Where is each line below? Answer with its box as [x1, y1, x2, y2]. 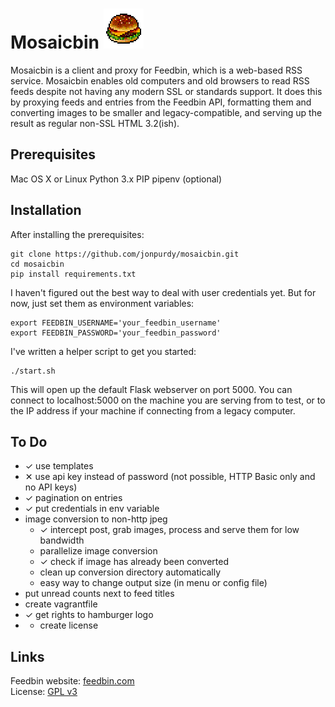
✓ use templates [24, 460, 94, 472]
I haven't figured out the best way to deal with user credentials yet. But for [10, 286, 317, 298]
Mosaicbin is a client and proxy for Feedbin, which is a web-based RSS [10, 64, 303, 76]
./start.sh [10, 366, 56, 376]
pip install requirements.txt [10, 269, 137, 279]
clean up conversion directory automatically [39, 566, 222, 578]
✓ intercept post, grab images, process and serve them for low [39, 524, 300, 536]
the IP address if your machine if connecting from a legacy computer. [10, 404, 296, 417]
